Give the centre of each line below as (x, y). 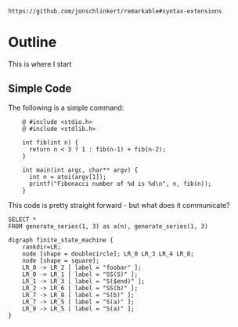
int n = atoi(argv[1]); (68, 176)
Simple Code (40, 89)
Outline (32, 42)
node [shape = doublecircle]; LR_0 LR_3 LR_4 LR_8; (108, 254)
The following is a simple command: (66, 107)
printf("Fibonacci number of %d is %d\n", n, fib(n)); (120, 183)
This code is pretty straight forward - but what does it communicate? (119, 205)
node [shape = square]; (61, 260)
